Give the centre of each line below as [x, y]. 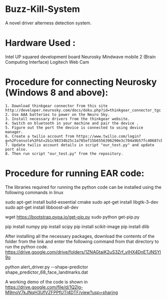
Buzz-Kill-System [43, 9]
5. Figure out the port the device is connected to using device [74, 128]
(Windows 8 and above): [57, 93]
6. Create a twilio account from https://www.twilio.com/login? [73, 136]
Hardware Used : [41, 43]
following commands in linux [34, 192]
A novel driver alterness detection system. [48, 23]
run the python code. [27, 246]
